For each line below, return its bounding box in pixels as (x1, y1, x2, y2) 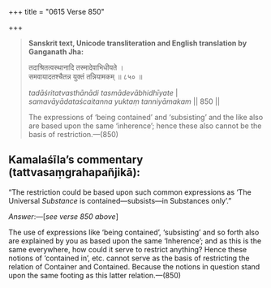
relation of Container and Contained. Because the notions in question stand (8, 261, 260, 271)
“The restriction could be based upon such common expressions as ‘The (8, 187, 252, 197)
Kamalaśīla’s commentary (8, 153, 144, 167)
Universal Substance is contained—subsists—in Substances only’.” (8, 196, 232, 205)
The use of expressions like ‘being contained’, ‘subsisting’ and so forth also (8, 227, 260, 237)
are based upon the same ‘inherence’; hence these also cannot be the (28, 121, 262, 131)
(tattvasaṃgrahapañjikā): (8, 165, 140, 179)
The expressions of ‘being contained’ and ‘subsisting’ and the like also (28, 113, 264, 122)
